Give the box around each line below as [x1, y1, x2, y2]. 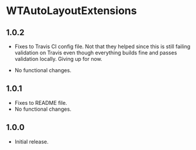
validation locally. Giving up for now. [14, 56, 103, 62]
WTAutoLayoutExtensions [6, 4, 137, 18]
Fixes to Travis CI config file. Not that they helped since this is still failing [14, 43, 191, 50]
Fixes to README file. [14, 99, 68, 106]
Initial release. [14, 138, 49, 145]
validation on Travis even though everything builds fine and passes [14, 49, 178, 56]
